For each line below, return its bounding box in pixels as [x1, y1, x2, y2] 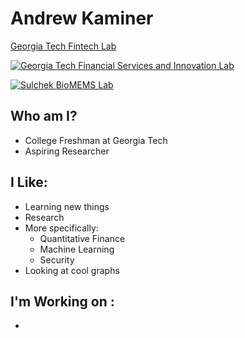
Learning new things [24, 200, 110, 212]
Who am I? [10, 108, 78, 125]
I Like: [10, 174, 48, 191]
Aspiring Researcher [24, 145, 110, 157]
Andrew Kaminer [10, 7, 154, 30]
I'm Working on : [10, 293, 115, 310]
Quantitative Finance [39, 232, 126, 244]
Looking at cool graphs [24, 264, 120, 276]
